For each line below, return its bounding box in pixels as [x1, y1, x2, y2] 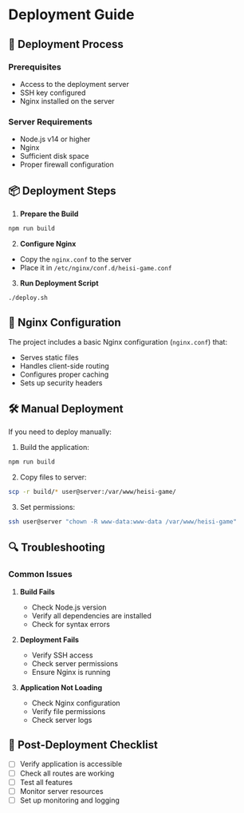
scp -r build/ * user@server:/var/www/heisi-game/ [8, 488, 177, 496]
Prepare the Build [19, 209, 79, 219]
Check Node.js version [31, 602, 107, 612]
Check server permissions [31, 658, 118, 668]
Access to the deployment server [19, 79, 130, 89]
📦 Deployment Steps [8, 184, 116, 197]
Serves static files [19, 353, 79, 362]
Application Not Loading [19, 682, 103, 692]
